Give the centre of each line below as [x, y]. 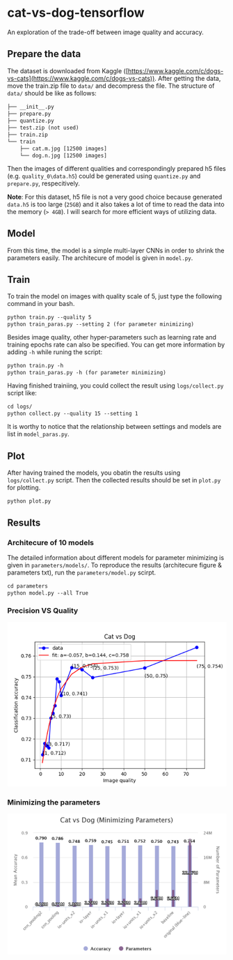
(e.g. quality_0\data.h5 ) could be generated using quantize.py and [104, 176]
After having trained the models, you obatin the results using [94, 473]
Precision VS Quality [43, 610]
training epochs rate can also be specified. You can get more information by [116, 345]
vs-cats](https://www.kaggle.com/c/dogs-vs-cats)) [81, 78]
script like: [22, 393]
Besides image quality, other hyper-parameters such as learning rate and [112, 337]
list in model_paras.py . [38, 434]
